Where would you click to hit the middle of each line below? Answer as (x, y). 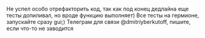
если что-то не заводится (40, 28)
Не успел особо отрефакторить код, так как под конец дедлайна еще (98, 9)
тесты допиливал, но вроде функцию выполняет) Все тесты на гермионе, (103, 15)
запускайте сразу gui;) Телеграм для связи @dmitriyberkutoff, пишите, (99, 22)
